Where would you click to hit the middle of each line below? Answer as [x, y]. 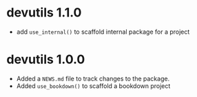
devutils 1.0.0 [46, 60]
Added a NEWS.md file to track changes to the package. [93, 78]
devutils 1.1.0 [44, 13]
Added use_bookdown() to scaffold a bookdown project [93, 86]
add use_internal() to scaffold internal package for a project [103, 32]
